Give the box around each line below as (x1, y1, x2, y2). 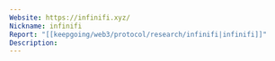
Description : (9, 38, 58, 48)
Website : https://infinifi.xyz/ (9, 13, 130, 22)
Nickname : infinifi (9, 22, 83, 30)
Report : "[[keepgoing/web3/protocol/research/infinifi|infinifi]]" (9, 30, 268, 39)
